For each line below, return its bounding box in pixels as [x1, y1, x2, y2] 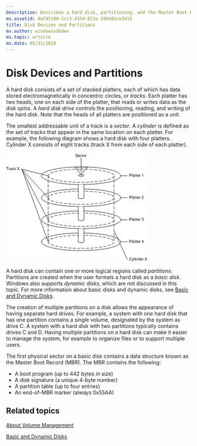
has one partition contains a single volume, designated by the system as [6, 316, 181, 323]
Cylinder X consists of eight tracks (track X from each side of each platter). [6, 141, 188, 148]
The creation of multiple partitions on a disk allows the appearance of [6, 303, 174, 311]
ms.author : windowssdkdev [6, 28, 69, 34]
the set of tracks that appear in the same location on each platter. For [6, 128, 174, 135]
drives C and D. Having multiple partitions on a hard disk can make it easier [6, 328, 188, 336]
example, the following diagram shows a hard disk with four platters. [6, 135, 171, 142]
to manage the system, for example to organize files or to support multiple [6, 335, 185, 342]
